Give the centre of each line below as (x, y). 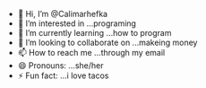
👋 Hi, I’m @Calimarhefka (63, 14)
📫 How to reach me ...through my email (91, 53)
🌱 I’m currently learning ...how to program (94, 33)
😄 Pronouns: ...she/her (60, 66)
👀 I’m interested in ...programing (77, 23)
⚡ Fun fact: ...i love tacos (63, 75)
